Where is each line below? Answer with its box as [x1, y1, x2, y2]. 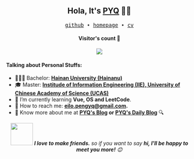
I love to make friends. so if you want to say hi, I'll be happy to [34, 140, 189, 147]
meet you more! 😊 [76, 146, 123, 153]
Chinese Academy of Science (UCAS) [14, 90, 109, 97]
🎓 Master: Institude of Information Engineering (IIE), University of [14, 81, 180, 88]
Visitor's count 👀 [78, 35, 121, 42]
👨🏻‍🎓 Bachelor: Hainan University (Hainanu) [14, 75, 123, 82]
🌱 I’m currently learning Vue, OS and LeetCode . [14, 96, 132, 103]
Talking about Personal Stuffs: [6, 61, 82, 68]
